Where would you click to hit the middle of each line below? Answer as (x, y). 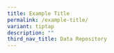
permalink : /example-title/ (48, 20)
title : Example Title (39, 13)
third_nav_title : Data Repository (57, 39)
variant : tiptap (31, 26)
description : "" (31, 33)
